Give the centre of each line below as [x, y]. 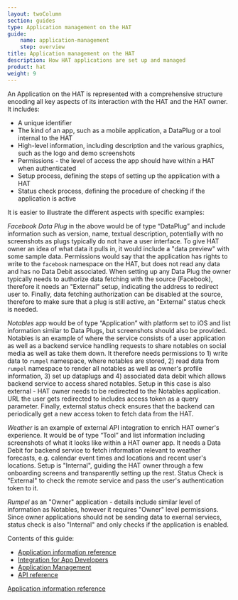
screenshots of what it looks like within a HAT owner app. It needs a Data [114, 443]
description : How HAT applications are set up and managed [97, 60]
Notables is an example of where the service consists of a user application [117, 338]
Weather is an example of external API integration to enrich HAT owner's [114, 427]
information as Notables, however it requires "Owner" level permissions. [113, 509]
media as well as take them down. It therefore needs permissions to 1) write [118, 353]
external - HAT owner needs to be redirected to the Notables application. [114, 391]
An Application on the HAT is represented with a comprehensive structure [115, 94]
